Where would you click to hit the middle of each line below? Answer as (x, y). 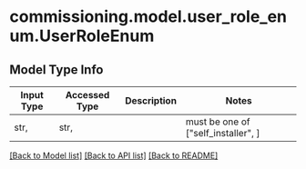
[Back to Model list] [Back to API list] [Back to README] (114, 155)
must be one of (218, 122)
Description (151, 100)
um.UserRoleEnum (82, 36)
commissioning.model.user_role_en (148, 17)
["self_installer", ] (223, 133)
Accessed (87, 95)
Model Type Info (56, 70)
